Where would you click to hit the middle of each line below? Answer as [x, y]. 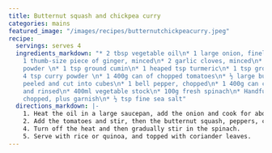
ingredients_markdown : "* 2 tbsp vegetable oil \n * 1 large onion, [130, 53]
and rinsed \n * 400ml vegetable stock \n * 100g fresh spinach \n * [132, 91]
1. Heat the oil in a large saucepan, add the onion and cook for [137, 114]
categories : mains [39, 23]
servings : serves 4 [49, 46]
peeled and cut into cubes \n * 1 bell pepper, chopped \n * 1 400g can [141, 83]
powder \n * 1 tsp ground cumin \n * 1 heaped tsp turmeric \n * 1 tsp [137, 69]
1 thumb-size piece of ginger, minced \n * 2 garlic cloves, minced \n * [143, 62]
